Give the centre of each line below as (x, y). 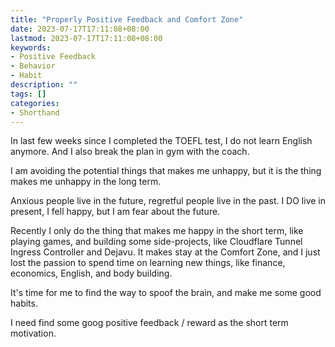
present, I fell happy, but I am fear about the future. (115, 212)
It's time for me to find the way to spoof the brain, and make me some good (166, 293)
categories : (35, 103)
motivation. (33, 333)
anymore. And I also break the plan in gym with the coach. (130, 152)
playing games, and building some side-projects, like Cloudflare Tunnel (156, 242)
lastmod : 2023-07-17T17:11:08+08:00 (86, 38)
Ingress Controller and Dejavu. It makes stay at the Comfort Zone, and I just (165, 252)
